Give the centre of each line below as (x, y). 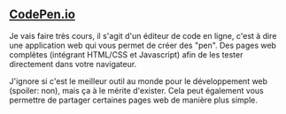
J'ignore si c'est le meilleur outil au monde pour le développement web (139, 81)
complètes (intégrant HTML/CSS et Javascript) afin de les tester (126, 54)
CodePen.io (42, 15)
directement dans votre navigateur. (73, 64)
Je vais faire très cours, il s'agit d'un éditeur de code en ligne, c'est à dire (143, 35)
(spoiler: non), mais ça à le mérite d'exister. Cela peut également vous (136, 90)
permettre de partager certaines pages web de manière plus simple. (134, 100)
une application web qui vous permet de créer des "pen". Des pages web (143, 45)
